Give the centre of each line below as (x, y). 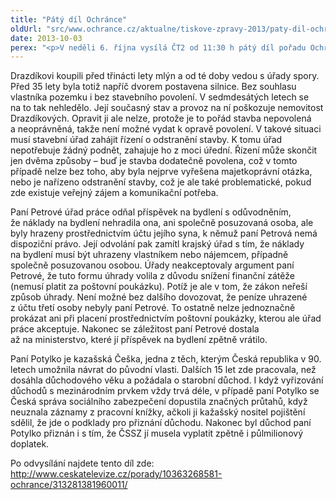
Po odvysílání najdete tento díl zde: (82, 463)
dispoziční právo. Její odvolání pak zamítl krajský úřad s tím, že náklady (157, 244)
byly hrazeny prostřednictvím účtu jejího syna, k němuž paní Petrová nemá (164, 233)
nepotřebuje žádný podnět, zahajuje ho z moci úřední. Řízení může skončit (164, 150)
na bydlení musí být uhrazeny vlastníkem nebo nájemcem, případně (149, 255)
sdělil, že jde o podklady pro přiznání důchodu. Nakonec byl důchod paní (161, 423)
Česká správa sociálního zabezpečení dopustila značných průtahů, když (159, 402)
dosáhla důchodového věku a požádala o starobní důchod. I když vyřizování (167, 380)
